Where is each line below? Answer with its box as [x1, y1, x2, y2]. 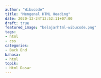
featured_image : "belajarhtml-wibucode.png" [5, 25, 97, 30]
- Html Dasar [5, 66, 32, 71]
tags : [5, 30, 16, 34]
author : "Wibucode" [5, 7, 45, 12]
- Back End [5, 47, 27, 52]
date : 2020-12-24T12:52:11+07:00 [5, 16, 73, 21]
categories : [5, 43, 29, 48]
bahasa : [5, 52, 21, 57]
